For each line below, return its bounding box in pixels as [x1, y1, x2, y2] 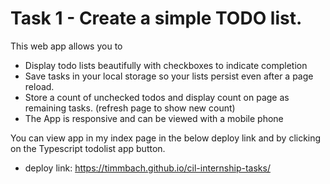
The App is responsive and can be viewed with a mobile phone [24, 112, 284, 124]
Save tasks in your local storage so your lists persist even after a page [24, 70, 314, 82]
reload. [24, 80, 55, 92]
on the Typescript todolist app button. [10, 142, 166, 154]
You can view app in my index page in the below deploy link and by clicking [10, 132, 322, 144]
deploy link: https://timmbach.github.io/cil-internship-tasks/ [24, 162, 271, 174]
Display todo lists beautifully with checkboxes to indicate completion [24, 59, 308, 71]
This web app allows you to [10, 40, 123, 52]
